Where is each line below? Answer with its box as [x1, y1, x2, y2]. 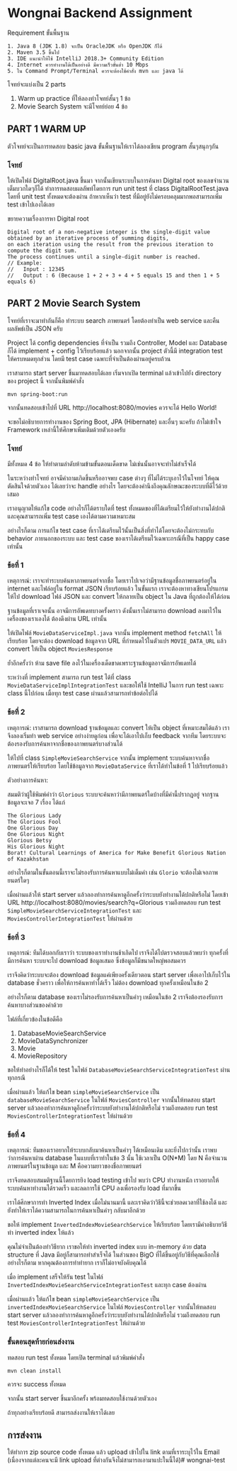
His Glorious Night [7, 843, 65, 850]
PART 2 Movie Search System [7, 297, 141, 309]
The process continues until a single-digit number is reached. [7, 253, 201, 260]
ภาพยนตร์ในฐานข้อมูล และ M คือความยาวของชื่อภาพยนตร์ [7, 1162, 142, 1170]
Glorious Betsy [7, 837, 52, 844]
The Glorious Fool [7, 818, 62, 825]
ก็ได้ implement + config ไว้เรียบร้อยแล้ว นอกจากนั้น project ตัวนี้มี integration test [7, 346, 223, 355]
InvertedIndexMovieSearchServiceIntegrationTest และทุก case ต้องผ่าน [7, 1281, 207, 1289]
